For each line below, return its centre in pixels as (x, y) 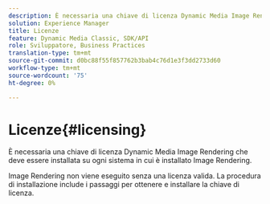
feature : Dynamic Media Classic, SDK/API (79, 38)
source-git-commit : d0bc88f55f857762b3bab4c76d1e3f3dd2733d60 (115, 61)
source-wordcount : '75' (48, 75)
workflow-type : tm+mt (45, 68)
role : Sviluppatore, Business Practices (77, 46)
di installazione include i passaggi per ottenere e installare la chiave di (124, 185)
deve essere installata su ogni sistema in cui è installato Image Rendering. (130, 161)
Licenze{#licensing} (78, 130)
